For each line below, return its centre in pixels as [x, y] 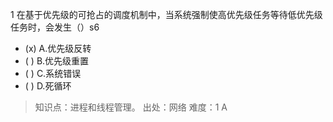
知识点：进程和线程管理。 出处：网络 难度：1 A [131, 107]
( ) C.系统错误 [53, 73]
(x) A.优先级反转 [58, 48]
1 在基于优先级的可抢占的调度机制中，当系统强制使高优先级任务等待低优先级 [166, 14]
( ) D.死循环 [48, 86]
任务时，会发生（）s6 [55, 27]
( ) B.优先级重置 [57, 61]
